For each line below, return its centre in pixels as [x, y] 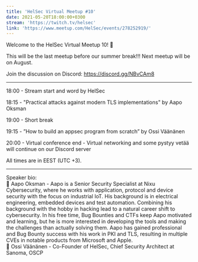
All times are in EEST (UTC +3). [44, 161]
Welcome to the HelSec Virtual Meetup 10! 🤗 [60, 45]
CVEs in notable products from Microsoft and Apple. [70, 240]
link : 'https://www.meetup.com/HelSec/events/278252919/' [79, 28]
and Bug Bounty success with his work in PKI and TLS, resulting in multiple [97, 234]
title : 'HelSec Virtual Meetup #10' [51, 12]
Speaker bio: [22, 178]
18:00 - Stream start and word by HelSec [56, 91]
